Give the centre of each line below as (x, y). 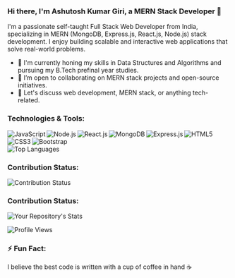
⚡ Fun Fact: (27, 248)
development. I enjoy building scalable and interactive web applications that (117, 42)
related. (29, 100)
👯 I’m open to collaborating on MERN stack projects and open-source (118, 78)
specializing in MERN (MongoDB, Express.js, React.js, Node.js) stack (107, 34)
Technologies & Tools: (46, 119)
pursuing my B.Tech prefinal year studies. (78, 71)
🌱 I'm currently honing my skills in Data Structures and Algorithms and (119, 63)
